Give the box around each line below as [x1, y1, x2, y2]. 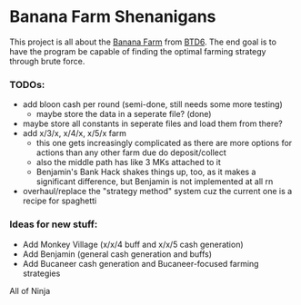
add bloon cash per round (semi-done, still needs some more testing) [22, 99, 284, 110]
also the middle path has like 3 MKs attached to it [35, 157, 221, 168]
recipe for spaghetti [22, 195, 97, 206]
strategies [22, 268, 61, 279]
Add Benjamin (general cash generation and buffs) [22, 248, 212, 260]
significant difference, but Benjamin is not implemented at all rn [35, 176, 274, 187]
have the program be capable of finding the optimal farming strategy [9, 45, 266, 56]
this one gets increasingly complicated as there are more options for [35, 138, 293, 149]
